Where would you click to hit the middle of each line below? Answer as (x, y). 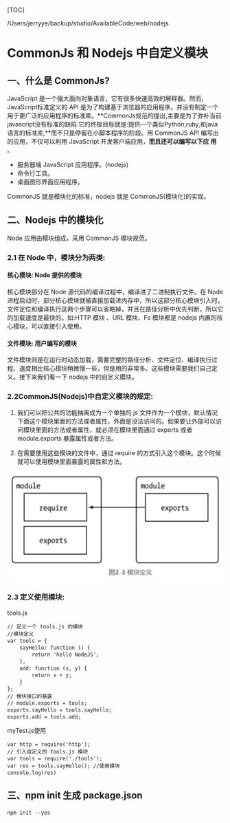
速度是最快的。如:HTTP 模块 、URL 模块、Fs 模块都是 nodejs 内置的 (121, 317)
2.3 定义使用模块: (36, 597)
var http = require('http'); (49, 744)
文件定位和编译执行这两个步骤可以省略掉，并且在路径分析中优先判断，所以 (112, 309)
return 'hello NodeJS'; (66, 655)
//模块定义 (21, 634)
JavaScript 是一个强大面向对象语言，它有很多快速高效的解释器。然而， (107, 98)
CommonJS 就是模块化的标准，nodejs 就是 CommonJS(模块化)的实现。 (108, 196)
